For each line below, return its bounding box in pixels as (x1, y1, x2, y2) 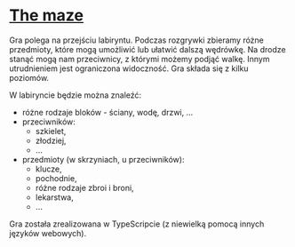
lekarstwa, (35, 192, 74, 203)
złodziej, (35, 135, 67, 146)
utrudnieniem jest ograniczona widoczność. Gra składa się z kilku (9, 63, 249, 74)
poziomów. (9, 72, 50, 83)
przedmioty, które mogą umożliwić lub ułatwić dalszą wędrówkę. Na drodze (9, 44, 286, 54)
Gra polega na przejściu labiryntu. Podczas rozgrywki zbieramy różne (9, 35, 265, 45)
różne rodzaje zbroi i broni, (35, 182, 135, 193)
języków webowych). (9, 227, 87, 238)
